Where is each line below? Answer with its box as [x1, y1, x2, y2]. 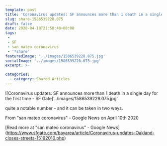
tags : [5, 30, 16, 35]
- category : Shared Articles [9, 77, 70, 82]
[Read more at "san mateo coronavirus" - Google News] [5, 124, 120, 130]
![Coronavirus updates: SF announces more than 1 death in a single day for [5, 90, 158, 96]
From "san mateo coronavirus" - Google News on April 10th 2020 [5, 115, 139, 121]
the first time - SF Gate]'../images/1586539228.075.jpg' [5, 95, 118, 101]
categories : [5, 72, 30, 77]
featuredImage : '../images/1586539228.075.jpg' [5, 53, 106, 59]
